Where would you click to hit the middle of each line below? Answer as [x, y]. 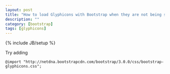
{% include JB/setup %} [30, 43]
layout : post [19, 10]
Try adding [16, 53]
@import [13, 62]
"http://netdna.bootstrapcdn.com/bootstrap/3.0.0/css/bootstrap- [94, 62]
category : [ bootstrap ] [29, 24]
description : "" [22, 19]
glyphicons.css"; [24, 66]
